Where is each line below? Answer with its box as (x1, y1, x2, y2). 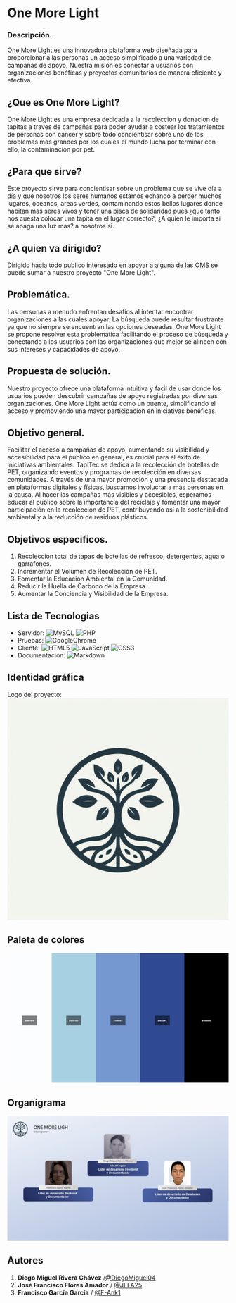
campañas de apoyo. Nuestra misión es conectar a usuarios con (7, 61, 194, 70)
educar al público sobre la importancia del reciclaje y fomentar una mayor (7, 498, 221, 507)
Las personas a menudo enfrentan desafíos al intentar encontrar (7, 307, 194, 316)
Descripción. (7, 30, 53, 40)
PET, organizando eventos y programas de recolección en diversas (7, 468, 202, 476)
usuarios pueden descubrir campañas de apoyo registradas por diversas (7, 391, 218, 400)
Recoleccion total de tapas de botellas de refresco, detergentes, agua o (17, 552, 225, 561)
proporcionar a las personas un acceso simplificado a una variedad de (7, 54, 211, 62)
